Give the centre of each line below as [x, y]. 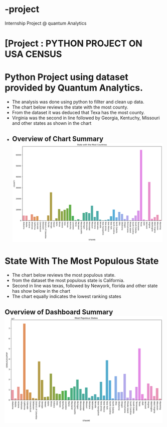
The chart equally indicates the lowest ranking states [66, 296]
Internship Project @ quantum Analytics [46, 23]
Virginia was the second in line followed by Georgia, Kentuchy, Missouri [86, 118]
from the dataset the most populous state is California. [68, 280]
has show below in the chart [41, 291]
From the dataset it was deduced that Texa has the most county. [78, 113]
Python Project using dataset [66, 77]
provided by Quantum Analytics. [74, 88]
